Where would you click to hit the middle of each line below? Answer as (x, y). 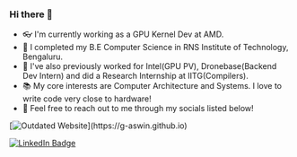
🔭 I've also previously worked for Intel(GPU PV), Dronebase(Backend (149, 66)
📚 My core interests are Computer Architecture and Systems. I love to (152, 86)
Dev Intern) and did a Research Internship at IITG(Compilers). (135, 76)
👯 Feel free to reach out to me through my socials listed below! (138, 109)
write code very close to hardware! (87, 99)
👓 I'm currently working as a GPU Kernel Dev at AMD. (123, 34)
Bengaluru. (43, 57)
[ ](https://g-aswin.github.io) (98, 126)
